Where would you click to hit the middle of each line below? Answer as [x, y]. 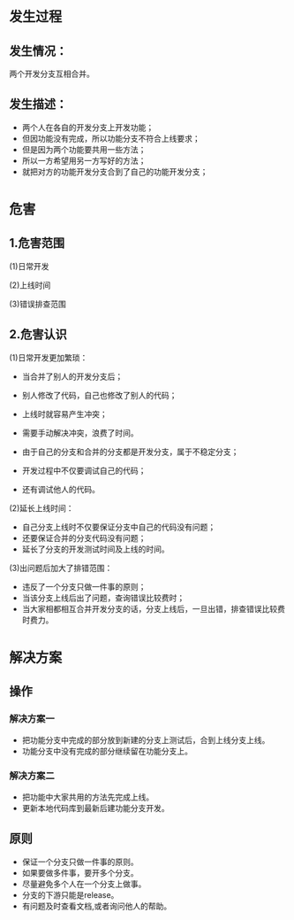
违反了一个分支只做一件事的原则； [84, 586]
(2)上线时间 [30, 285]
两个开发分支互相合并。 [52, 73]
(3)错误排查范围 [38, 304]
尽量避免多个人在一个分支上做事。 [84, 884]
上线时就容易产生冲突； [64, 414]
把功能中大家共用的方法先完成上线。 [88, 797]
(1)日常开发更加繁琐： [49, 357]
